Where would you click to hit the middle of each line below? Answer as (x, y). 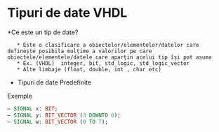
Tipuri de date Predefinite (54, 82)
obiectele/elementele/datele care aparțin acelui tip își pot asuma (109, 57)
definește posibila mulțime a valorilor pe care (80, 51)
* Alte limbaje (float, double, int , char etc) (89, 69)
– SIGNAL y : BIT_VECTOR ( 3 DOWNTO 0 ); (64, 115)
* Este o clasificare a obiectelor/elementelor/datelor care (108, 45)
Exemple (20, 96)
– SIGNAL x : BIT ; (33, 109)
